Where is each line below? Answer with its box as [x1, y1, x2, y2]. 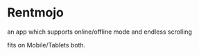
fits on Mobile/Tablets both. [7, 41, 86, 49]
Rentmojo [7, 5, 64, 21]
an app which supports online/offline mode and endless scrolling [7, 27, 193, 36]
